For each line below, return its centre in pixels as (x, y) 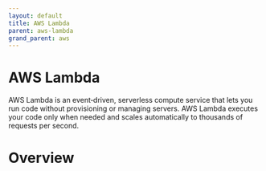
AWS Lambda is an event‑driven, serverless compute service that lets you (131, 100)
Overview (41, 158)
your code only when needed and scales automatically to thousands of (126, 117)
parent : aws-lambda (41, 31)
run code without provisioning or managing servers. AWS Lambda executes (133, 108)
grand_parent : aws (39, 38)
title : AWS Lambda (39, 23)
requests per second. (44, 126)
